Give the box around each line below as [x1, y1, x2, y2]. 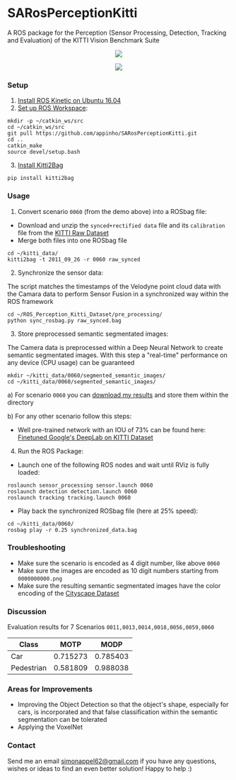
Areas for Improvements [7, 684, 93, 694]
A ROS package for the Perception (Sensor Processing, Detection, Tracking [7, 28, 227, 37]
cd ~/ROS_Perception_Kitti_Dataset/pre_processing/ [7, 310, 163, 318]
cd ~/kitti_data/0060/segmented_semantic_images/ [7, 378, 157, 385]
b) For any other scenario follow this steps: [7, 412, 132, 420]
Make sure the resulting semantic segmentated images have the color [17, 581, 221, 589]
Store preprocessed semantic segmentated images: [17, 329, 169, 338]
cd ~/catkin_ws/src [7, 124, 65, 131]
